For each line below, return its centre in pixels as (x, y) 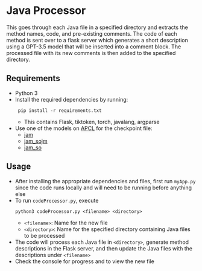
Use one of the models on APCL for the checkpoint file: (84, 128)
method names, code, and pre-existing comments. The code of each (92, 33)
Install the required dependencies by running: (71, 99)
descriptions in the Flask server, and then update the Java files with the (104, 248)
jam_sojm (36, 141)
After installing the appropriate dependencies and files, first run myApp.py (105, 181)
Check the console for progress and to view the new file (85, 261)
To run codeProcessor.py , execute (57, 200)
